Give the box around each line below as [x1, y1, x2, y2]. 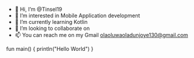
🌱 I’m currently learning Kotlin [14, 19, 88, 25]
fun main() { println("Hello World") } [6, 45, 94, 52]
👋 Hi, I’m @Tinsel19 [14, 6, 63, 13]
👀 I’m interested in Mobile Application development [14, 12, 140, 19]
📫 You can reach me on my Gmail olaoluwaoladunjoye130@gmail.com [14, 32, 189, 38]
